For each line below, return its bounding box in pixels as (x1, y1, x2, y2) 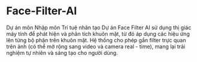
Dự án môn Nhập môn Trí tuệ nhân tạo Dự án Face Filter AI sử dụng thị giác (6, 24, 192, 31)
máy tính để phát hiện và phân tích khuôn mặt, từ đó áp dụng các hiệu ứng (6, 30, 190, 37)
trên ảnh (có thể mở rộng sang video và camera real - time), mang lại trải (6, 43, 186, 50)
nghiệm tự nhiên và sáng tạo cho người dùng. (6, 49, 118, 56)
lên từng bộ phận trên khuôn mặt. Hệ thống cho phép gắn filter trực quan (6, 36, 186, 44)
